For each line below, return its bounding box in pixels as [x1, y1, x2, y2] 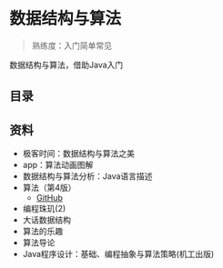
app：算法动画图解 [22, 160, 94, 171]
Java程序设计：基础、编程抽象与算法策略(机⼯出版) [22, 249, 215, 260]
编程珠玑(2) [22, 203, 66, 214]
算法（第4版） [22, 183, 76, 194]
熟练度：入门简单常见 [31, 40, 112, 51]
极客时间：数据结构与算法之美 [22, 148, 135, 159]
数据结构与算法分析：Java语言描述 [22, 171, 153, 182]
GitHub [35, 193, 64, 203]
